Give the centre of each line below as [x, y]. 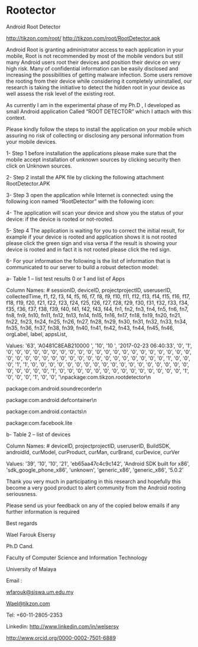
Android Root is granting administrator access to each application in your [95, 49]
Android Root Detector [33, 27]
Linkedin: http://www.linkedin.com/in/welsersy [63, 626]
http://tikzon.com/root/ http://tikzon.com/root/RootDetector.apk [83, 38]
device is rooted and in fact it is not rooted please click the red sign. [89, 249]
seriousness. [22, 494]
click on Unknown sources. [39, 166]
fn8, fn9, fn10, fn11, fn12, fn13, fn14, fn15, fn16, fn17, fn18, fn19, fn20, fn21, [94, 315]
